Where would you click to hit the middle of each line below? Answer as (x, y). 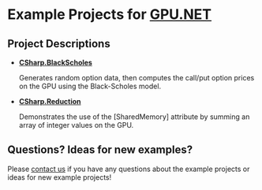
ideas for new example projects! (60, 177)
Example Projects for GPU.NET (110, 15)
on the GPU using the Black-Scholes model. (90, 86)
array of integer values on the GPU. (76, 125)
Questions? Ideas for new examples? (100, 150)
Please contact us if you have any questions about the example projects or (129, 169)
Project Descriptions (59, 44)
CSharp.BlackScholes (55, 62)
